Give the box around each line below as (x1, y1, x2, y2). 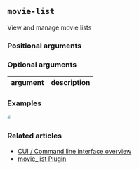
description (51, 78, 91, 88)
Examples (7, 98, 42, 108)
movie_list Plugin (17, 155, 67, 163)
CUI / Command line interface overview (17, 147, 132, 155)
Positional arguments (7, 41, 82, 51)
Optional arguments (7, 60, 77, 70)
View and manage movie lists (7, 23, 92, 32)
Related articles (7, 131, 62, 140)
